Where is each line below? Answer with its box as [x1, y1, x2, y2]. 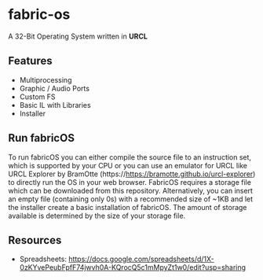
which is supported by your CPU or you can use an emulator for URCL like [8, 160, 248, 170]
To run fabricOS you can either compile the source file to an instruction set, [8, 152, 252, 162]
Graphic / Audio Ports [19, 83, 90, 93]
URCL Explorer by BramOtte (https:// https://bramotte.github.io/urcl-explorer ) [8, 169, 256, 179]
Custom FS [19, 92, 56, 101]
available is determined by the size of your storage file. [8, 211, 186, 220]
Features [8, 54, 53, 68]
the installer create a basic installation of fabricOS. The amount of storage [8, 202, 247, 212]
